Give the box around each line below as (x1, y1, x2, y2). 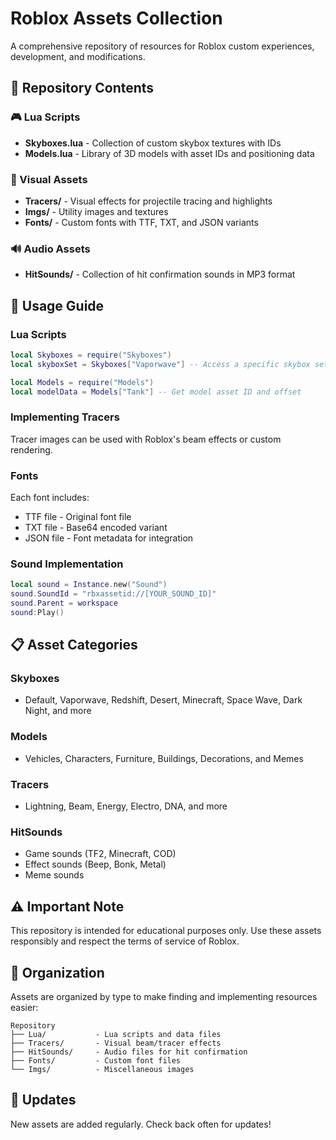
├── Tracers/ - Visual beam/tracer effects (10, 1038, 222, 1048)
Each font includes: (10, 492, 90, 503)
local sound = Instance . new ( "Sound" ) (10, 580, 168, 590)
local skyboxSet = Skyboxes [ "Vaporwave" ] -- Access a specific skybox (10, 359, 311, 369)
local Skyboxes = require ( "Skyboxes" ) (10, 350, 172, 360)
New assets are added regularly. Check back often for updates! (10, 1118, 272, 1130)
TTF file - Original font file (24, 511, 132, 522)
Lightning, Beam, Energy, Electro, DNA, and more (24, 800, 228, 812)
